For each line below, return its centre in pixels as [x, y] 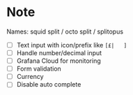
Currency [30, 77]
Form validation [39, 69]
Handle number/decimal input [59, 53]
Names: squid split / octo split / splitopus [65, 31]
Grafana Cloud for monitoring [59, 61]
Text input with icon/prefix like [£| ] [72, 45]
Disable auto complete [49, 85]
